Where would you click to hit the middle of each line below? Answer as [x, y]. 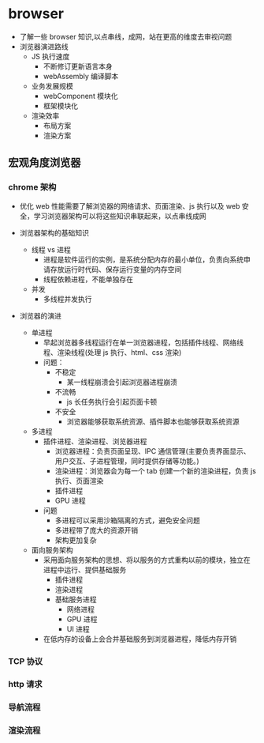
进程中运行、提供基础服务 [85, 569]
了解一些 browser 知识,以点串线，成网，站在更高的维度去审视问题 [126, 36]
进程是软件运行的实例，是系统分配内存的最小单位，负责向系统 [143, 259]
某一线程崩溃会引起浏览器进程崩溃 [122, 382]
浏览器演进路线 [44, 46]
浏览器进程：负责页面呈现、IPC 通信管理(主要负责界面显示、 [152, 451]
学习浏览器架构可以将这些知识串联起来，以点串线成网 [120, 216]
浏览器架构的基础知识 [54, 232]
